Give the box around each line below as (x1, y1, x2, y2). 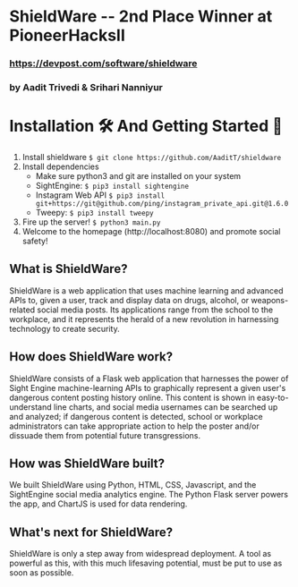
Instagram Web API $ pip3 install (35, 190, 166, 200)
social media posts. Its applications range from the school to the (37, 304, 274, 315)
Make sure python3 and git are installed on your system (35, 170, 242, 181)
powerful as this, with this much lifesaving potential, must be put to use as (9, 557, 283, 569)
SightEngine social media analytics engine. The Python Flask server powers (9, 489, 289, 500)
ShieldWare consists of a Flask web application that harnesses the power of (9, 373, 289, 384)
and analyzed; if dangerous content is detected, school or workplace (9, 411, 263, 421)
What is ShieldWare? (9, 261, 128, 276)
